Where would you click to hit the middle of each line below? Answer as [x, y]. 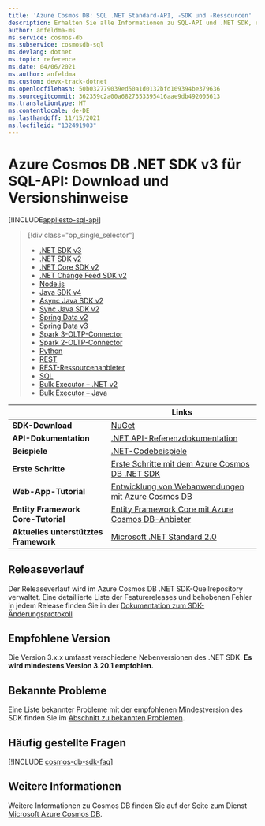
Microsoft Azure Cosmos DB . [55, 813]
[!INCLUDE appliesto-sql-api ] [54, 220]
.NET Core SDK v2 [69, 267]
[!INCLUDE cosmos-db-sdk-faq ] [61, 761]
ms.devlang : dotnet [40, 52]
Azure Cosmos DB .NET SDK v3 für [125, 164]
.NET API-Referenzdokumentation [174, 438]
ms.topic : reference [42, 60]
